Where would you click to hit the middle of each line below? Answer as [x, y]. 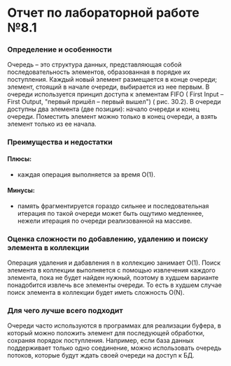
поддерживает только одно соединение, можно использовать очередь [114, 348]
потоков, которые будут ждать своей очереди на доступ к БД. [101, 356]
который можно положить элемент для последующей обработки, [106, 333]
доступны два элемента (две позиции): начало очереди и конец [103, 109]
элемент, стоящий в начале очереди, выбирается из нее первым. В [108, 87]
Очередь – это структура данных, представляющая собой [94, 65]
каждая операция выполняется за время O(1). [86, 174]
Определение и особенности [59, 50]
